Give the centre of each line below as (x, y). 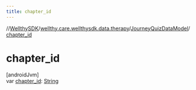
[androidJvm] (23, 75)
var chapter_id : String (32, 81)
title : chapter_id (29, 11)
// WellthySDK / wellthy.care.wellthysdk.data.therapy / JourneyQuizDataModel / (98, 28)
